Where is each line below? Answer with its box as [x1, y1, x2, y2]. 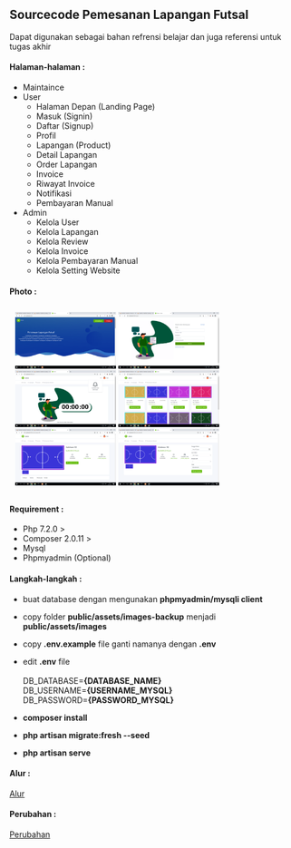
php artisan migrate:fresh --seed [22, 729, 150, 740]
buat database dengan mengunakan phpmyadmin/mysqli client [22, 593, 263, 604]
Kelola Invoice [35, 246, 89, 257]
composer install [22, 712, 88, 723]
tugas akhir [9, 41, 52, 52]
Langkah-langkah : [9, 573, 82, 584]
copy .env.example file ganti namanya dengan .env [22, 638, 217, 649]
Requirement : [9, 503, 64, 514]
